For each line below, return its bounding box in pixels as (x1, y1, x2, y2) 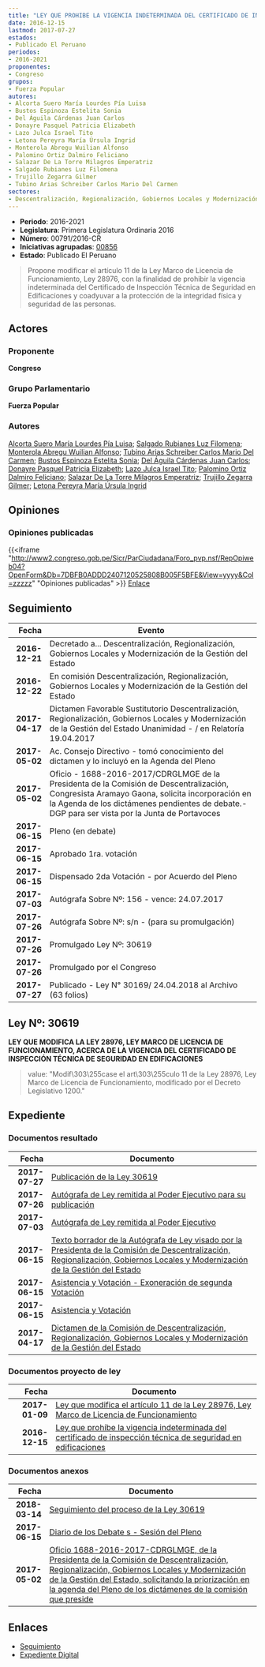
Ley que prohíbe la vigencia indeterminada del (55, 1422, 227, 1433)
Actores (8, 321, 49, 335)
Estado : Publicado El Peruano (19, 250, 117, 260)
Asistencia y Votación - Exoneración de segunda (50, 1276, 233, 1287)
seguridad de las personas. (27, 299, 117, 309)
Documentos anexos (8, 1466, 89, 1476)
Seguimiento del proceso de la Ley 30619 (49, 1504, 205, 1515)
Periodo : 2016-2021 (19, 216, 84, 226)
